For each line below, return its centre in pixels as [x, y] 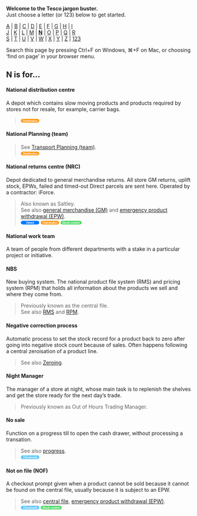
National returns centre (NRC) [43, 167]
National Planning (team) [37, 134]
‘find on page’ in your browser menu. [51, 56]
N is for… [23, 75]
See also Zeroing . [42, 362]
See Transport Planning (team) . [59, 147]
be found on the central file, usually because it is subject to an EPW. [88, 490]
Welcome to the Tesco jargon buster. [52, 9]
